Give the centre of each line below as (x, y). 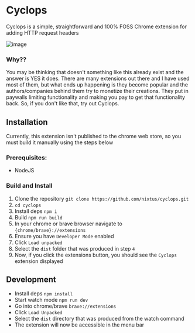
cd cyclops (28, 205)
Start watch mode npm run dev (51, 300)
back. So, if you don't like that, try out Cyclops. (63, 104)
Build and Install (29, 186)
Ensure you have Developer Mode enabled (64, 236)
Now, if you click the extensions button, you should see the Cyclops (96, 255)
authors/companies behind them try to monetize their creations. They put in (97, 91)
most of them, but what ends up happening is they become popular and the (97, 85)
